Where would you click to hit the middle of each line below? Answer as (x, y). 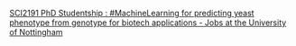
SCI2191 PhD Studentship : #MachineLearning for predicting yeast (132, 13)
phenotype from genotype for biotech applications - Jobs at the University (148, 23)
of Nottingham (36, 32)
